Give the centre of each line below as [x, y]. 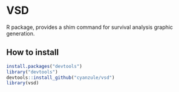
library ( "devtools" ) [32, 72]
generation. [21, 33]
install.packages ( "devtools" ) [44, 66]
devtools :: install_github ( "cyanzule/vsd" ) [60, 78]
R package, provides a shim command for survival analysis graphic [90, 27]
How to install [33, 53]
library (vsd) [23, 83]
